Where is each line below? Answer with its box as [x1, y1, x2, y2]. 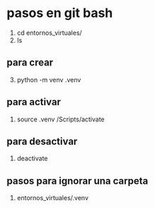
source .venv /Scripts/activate [16, 115, 105, 124]
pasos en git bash [6, 5, 113, 21]
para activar [6, 96, 62, 108]
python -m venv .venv [16, 75, 81, 84]
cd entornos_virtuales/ [16, 28, 82, 37]
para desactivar [6, 135, 78, 147]
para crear [6, 57, 54, 69]
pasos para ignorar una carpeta [6, 175, 149, 187]
